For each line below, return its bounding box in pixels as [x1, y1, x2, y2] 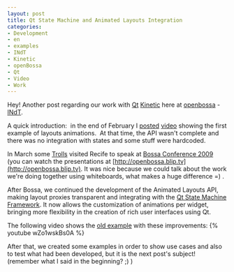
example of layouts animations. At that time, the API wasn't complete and [7, 129, 219, 137]
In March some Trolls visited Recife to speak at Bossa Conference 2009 [7, 150, 214, 158]
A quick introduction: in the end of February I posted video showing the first [7, 121, 227, 130]
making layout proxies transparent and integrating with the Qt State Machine [7, 193, 227, 202]
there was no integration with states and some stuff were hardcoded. [7, 137, 206, 145]
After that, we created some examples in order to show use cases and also [7, 242, 222, 251]
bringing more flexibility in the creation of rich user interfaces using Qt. [7, 208, 212, 216]
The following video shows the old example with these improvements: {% [7, 221, 219, 230]
